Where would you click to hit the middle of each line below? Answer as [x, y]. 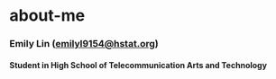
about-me [47, 16]
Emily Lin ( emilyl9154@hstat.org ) [84, 44]
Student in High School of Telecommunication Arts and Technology [138, 65]
